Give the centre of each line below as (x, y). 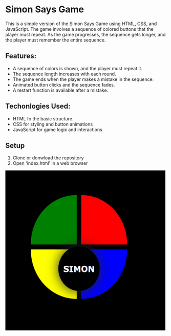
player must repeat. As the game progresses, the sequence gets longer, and (85, 34)
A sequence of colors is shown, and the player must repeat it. (77, 68)
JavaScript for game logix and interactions (57, 130)
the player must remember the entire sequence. (56, 40)
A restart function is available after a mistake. (60, 90)
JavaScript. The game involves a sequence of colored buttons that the (79, 29)
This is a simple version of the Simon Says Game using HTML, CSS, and (81, 24)
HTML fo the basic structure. (43, 118)
